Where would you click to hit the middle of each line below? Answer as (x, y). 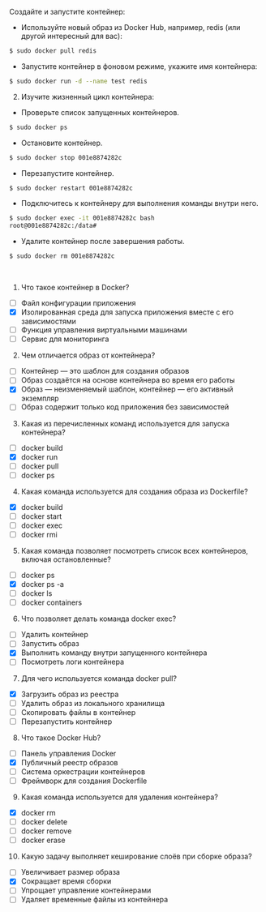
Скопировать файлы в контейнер (78, 712)
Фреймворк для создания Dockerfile (84, 781)
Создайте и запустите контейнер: (67, 12)
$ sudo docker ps (39, 127)
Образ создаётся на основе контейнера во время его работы (128, 380)
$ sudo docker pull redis (53, 51)
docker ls (36, 593)
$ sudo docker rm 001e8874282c (62, 256)
